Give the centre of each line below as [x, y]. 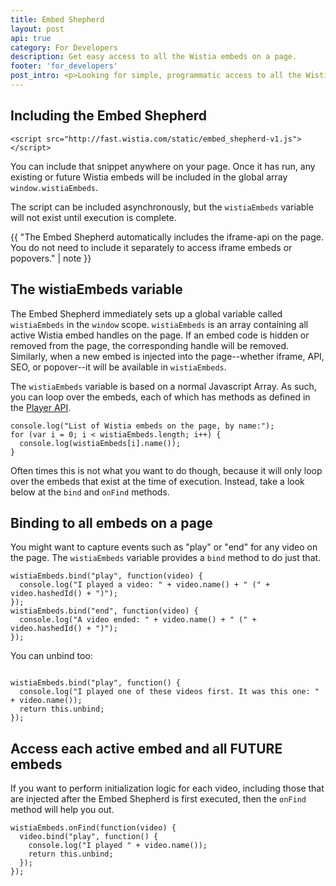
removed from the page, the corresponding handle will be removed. [149, 345]
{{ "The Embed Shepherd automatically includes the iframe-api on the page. [167, 237]
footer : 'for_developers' [64, 66]
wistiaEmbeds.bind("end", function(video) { [104, 611]
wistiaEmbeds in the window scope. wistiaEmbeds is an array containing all [159, 324]
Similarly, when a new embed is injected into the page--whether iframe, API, [167, 356]
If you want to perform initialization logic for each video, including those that [167, 788]
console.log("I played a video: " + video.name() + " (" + [145, 585]
